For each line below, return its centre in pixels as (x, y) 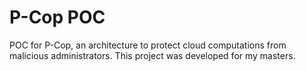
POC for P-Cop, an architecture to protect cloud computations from (148, 45)
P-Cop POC (57, 17)
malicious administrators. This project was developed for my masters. (152, 55)
